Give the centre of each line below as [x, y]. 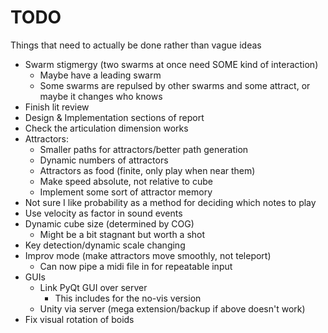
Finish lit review [57, 107]
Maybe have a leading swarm [100, 75]
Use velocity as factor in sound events [103, 213]
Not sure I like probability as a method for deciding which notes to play [170, 202]
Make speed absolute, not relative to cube [126, 181]
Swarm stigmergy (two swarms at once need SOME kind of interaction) [171, 64]
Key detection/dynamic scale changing [105, 245]
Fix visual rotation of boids [79, 319]
